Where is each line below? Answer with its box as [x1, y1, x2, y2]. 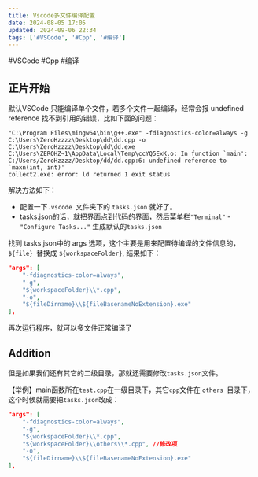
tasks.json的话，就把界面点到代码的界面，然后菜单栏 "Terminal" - [19, 212, 231, 221]
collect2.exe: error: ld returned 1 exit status [8, 171, 171, 179]
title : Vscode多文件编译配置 [8, 11, 96, 20]
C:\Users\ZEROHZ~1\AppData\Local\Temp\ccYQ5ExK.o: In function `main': [8, 150, 248, 158]
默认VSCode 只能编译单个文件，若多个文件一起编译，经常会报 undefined [8, 104, 244, 113]
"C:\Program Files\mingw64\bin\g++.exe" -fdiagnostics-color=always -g [8, 129, 248, 138]
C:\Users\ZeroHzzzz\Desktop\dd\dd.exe [8, 143, 135, 151]
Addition [8, 346, 51, 360]
